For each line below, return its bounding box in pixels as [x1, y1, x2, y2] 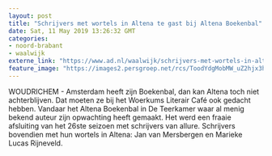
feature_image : [8, 65, 60, 73]
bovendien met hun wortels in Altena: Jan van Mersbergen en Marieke [8, 129, 243, 139]
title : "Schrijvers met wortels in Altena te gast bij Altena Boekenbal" [8, 19, 263, 27]
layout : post [8, 11, 53, 20]
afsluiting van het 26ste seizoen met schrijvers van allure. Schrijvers [8, 120, 236, 130]
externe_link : [8, 57, 57, 65]
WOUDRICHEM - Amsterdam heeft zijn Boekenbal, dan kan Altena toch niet [8, 86, 260, 96]
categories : [8, 34, 49, 43]
